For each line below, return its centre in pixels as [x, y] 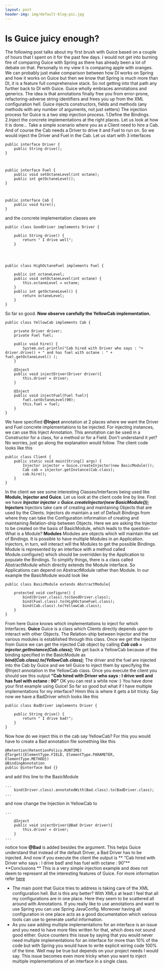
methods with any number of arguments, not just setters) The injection [76, 110]
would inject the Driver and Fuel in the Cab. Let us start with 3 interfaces [78, 136]
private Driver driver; [38, 331]
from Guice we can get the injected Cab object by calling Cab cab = [74, 644]
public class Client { [28, 457]
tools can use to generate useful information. [58, 919]
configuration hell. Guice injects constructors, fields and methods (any [76, 104]
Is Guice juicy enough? [52, 39]
